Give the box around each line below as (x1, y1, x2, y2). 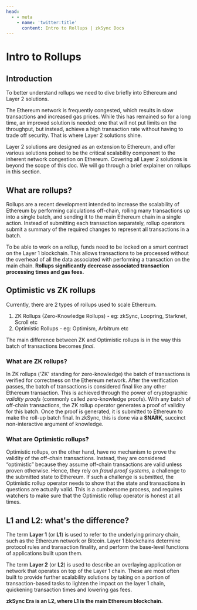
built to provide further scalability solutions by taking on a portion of (6, 574, 170, 581)
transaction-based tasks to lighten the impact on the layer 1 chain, (6, 580, 165, 587)
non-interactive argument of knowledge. (6, 421, 104, 428)
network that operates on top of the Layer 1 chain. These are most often (6, 568, 180, 575)
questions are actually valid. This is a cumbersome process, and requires (6, 486, 183, 493)
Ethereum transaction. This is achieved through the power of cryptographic (6, 389, 188, 397)
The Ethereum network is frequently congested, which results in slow (6, 107, 174, 114)
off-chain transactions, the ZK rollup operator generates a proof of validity (6, 402, 185, 409)
